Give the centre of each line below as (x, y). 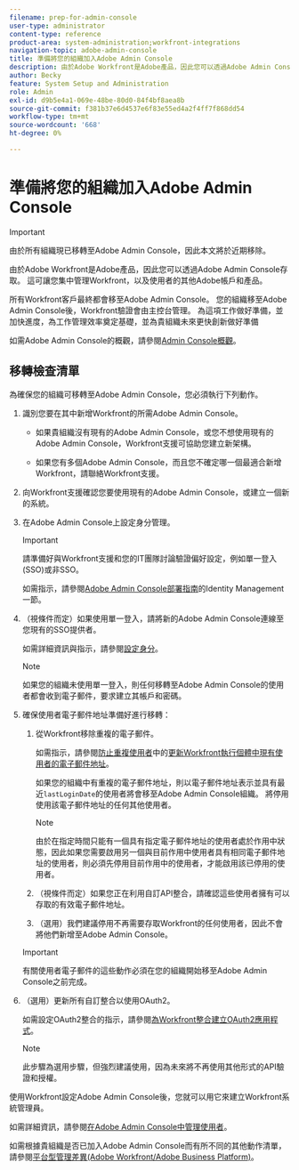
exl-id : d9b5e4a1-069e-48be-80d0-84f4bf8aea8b (97, 100)
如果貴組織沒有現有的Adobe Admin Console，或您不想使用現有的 (154, 432)
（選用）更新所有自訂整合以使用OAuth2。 (98, 1000)
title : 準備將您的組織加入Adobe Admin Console (91, 59)
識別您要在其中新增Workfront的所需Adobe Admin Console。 (132, 413)
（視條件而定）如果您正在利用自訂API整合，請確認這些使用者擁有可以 (162, 893)
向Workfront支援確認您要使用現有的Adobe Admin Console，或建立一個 (152, 492)
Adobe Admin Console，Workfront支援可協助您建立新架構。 (145, 443)
